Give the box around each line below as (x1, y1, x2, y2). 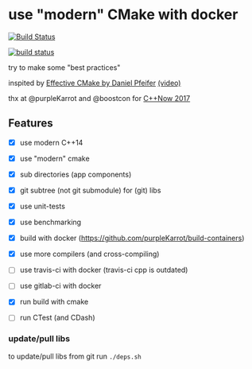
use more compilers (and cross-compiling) (19, 249, 160, 259)
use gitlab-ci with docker (19, 281, 102, 291)
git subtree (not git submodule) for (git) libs (19, 185, 161, 195)
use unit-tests (19, 201, 66, 211)
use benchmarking (19, 217, 82, 227)
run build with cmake (19, 297, 89, 307)
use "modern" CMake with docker (8, 6, 238, 24)
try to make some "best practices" (8, 62, 121, 72)
